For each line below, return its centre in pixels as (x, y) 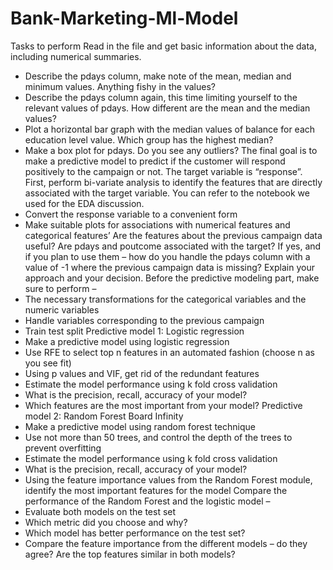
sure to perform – (60, 288)
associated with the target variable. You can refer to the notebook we (167, 193)
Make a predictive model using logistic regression (127, 341)
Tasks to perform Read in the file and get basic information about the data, (163, 46)
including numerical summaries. (76, 56)
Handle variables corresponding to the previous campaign (144, 320)
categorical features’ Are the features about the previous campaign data (173, 235)
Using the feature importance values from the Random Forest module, (168, 479)
